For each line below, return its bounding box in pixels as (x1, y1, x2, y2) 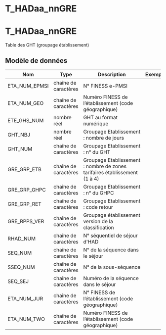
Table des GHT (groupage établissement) (5, 42, 89, 48)
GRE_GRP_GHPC (7, 186, 46, 193)
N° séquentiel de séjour (83, 232, 138, 239)
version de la (83, 218, 113, 225)
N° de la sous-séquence (83, 263, 141, 270)
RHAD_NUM (7, 235, 36, 242)
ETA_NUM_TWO (7, 315, 45, 322)
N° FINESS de (83, 289, 115, 296)
